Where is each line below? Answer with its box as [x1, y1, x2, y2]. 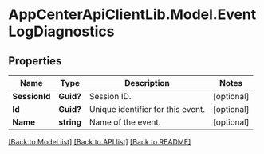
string [58, 117, 82, 128]
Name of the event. [89, 117, 161, 128]
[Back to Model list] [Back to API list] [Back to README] [8, 137, 191, 146]
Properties [8, 54, 62, 67]
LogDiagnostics [8, 22, 115, 40]
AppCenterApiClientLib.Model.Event [8, 6, 257, 24]
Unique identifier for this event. [89, 104, 206, 114]
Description [124, 78, 170, 88]
